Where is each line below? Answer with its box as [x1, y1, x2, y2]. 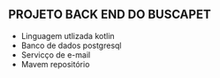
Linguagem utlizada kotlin [20, 30, 116, 41]
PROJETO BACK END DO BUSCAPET [8, 7, 211, 22]
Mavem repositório [20, 58, 90, 69]
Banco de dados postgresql [20, 40, 122, 51]
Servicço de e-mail [20, 49, 91, 60]
